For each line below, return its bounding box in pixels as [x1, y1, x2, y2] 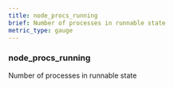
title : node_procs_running [8, 11, 98, 20]
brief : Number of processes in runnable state [8, 19, 166, 27]
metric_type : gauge [8, 26, 73, 34]
